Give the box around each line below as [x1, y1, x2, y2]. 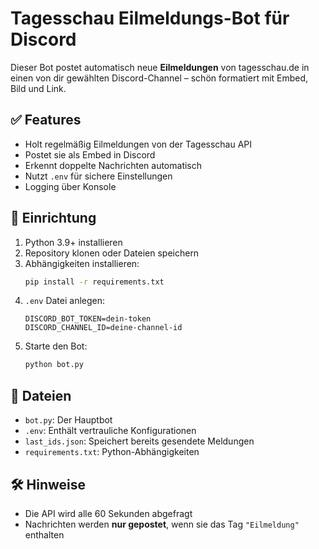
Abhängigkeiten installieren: [24, 257, 140, 269]
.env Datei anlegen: [24, 295, 106, 307]
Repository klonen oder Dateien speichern [24, 247, 200, 259]
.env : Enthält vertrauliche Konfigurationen [24, 425, 197, 437]
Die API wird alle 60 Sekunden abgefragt [24, 507, 193, 519]
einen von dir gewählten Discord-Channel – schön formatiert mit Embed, [10, 72, 309, 84]
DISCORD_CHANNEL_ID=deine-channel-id [24, 323, 183, 333]
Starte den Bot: [24, 340, 88, 352]
